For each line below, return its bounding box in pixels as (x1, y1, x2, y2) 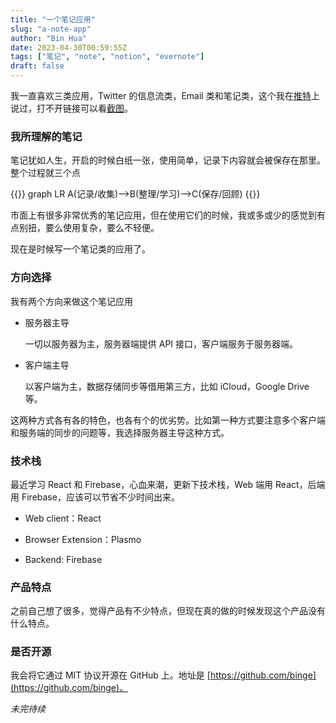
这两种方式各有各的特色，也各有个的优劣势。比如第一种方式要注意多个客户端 (10, 414, 326, 426)
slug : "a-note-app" (10, 24, 92, 34)
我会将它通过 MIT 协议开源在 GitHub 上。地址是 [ (10, 669, 211, 681)
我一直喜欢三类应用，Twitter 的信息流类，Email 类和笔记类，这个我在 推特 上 (10, 90, 320, 101)
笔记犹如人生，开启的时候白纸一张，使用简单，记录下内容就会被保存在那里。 (10, 154, 326, 166)
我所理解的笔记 (10, 129, 83, 143)
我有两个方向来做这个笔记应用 (10, 295, 133, 307)
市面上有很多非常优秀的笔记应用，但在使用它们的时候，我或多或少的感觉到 (10, 209, 317, 221)
